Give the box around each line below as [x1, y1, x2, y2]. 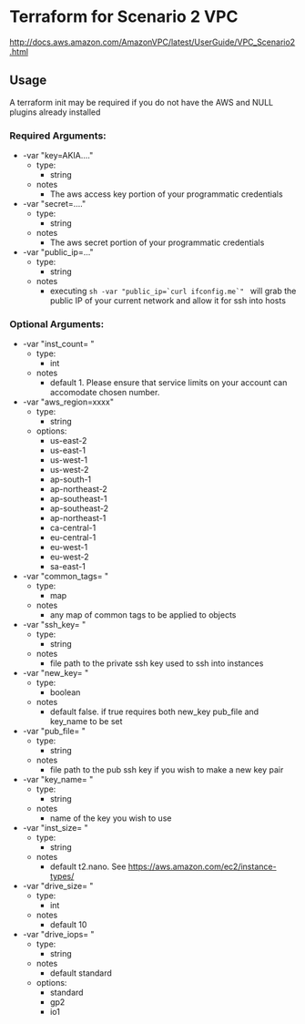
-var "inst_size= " [22, 823, 88, 834]
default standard [49, 968, 112, 978]
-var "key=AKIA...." [22, 150, 94, 161]
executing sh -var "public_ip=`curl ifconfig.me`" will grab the [49, 285, 297, 297]
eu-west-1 [49, 542, 88, 553]
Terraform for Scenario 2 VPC [9, 6, 239, 27]
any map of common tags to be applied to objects [49, 609, 237, 620]
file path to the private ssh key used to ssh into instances [49, 658, 264, 669]
